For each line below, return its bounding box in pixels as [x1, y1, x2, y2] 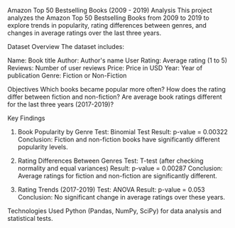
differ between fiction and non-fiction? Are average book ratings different [7, 92, 222, 101]
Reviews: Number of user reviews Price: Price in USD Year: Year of [7, 64, 203, 72]
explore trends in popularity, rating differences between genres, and [7, 21, 207, 29]
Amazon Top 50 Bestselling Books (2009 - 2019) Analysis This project [7, 6, 212, 14]
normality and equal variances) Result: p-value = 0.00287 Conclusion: [17, 164, 223, 173]
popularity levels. [17, 143, 69, 151]
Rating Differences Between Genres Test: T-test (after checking [17, 156, 204, 165]
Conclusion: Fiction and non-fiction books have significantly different [17, 135, 220, 143]
